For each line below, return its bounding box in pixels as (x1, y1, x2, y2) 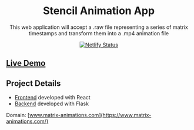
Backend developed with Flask (14, 100, 89, 107)
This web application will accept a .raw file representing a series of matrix (9, 24, 188, 31)
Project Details (6, 78, 61, 88)
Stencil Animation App (43, 4, 155, 18)
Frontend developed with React (14, 94, 91, 101)
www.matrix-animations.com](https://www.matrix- (29, 112, 152, 119)
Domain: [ (6, 112, 30, 119)
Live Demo (6, 58, 46, 68)
